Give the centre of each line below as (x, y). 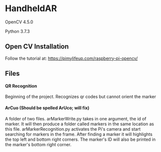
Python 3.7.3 (17, 31)
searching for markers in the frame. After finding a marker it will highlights (79, 134)
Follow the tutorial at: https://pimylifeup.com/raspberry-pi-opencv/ (72, 58)
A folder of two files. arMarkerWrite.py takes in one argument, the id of (76, 118)
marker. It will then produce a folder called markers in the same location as (80, 124)
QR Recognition (21, 86)
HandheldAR (31, 8)
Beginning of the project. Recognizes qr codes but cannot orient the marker (80, 97)
